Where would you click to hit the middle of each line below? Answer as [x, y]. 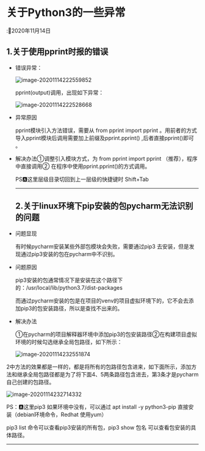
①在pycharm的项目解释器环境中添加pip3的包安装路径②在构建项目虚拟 [106, 334]
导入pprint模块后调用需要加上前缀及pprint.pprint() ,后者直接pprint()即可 [104, 137]
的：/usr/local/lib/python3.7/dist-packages [69, 287]
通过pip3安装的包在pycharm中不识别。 [69, 254]
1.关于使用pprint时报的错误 [57, 52]
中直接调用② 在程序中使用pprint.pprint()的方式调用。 [83, 166]
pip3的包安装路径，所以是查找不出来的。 [72, 308]
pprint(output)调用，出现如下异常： [59, 92]
